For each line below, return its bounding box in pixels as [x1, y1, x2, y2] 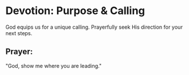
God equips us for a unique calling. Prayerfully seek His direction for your [5, 23, 183, 30]
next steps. [5, 29, 33, 36]
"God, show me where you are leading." [5, 62, 102, 69]
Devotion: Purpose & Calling [5, 4, 145, 18]
